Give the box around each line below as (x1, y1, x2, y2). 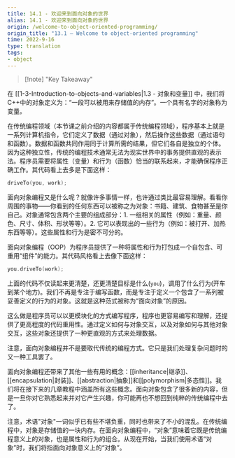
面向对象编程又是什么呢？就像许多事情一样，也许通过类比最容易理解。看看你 (7, 193, 228, 201)
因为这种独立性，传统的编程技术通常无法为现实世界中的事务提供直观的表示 (7, 148, 222, 156)
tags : (7, 50, 23, 57)
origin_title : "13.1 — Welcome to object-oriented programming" (7, 29, 199, 37)
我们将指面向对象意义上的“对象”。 (28, 443, 126, 452)
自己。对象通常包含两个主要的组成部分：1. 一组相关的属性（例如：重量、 (7, 210, 215, 219)
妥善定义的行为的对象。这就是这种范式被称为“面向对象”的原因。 (7, 296, 191, 305)
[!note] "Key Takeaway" (24, 75, 93, 83)
